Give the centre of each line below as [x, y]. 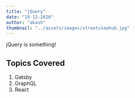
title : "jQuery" [26, 11]
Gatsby [23, 77]
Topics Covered [36, 63]
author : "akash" [26, 22]
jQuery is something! [31, 45]
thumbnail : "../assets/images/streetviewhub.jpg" [68, 28]
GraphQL [26, 83]
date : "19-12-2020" [30, 17]
